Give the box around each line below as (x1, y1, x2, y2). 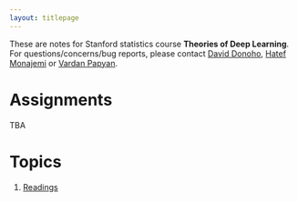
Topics (9, 151, 62, 172)
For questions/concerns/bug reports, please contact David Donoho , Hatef (9, 47, 287, 59)
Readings (22, 181, 58, 192)
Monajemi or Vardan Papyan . (9, 57, 118, 68)
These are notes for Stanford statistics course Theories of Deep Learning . (9, 38, 290, 49)
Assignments (9, 89, 113, 110)
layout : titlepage (9, 13, 79, 23)
